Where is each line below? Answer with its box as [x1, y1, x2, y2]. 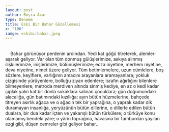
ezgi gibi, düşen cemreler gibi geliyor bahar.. [5, 121, 99, 127]
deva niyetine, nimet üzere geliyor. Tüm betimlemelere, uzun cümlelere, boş [5, 67, 164, 73]
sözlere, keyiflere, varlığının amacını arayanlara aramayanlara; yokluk [5, 72, 150, 78]
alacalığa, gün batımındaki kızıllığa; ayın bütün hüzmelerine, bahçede [5, 94, 150, 100]
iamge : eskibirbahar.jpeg [5, 31, 60, 36]
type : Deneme [5, 17, 33, 22]
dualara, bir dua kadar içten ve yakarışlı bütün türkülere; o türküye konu [5, 110, 155, 116]
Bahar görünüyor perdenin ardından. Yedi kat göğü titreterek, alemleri [10, 50, 156, 57]
